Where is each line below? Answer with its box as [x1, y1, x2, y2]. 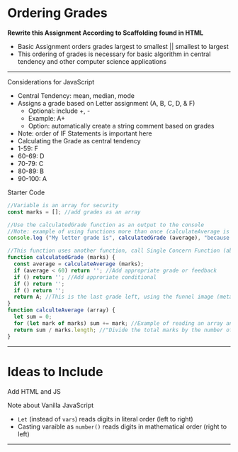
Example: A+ [28, 114, 66, 122]
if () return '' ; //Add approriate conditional [13, 273, 157, 281]
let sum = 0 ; [13, 314, 52, 321]
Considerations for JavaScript [7, 77, 95, 86]
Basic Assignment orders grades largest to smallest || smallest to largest [17, 42, 229, 50]
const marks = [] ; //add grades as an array [7, 208, 141, 216]
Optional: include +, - [28, 106, 91, 115]
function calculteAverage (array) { [7, 307, 115, 314]
